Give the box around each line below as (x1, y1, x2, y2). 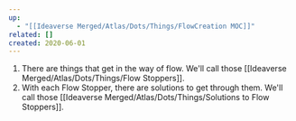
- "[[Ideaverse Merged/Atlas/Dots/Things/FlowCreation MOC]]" (16, 22, 255, 31)
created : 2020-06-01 (8, 38, 87, 48)
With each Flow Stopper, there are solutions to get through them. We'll (21, 82, 283, 93)
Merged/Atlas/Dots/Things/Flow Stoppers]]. (21, 73, 185, 84)
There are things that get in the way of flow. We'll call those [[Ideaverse (21, 63, 287, 74)
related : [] (8, 30, 53, 39)
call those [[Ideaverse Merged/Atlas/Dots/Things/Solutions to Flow (21, 92, 270, 103)
